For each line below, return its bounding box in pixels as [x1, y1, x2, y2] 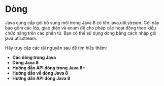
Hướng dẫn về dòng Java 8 [12, 70, 68, 76]
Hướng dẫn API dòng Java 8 [12, 75, 70, 81]
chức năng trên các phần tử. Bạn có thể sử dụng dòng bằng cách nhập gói [5, 30, 157, 36]
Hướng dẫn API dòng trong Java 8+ [12, 65, 86, 71]
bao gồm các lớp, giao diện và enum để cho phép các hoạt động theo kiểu [5, 25, 156, 30]
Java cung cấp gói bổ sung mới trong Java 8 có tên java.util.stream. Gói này [5, 20, 160, 26]
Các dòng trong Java [12, 54, 56, 60]
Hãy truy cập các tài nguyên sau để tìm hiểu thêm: [5, 45, 107, 51]
